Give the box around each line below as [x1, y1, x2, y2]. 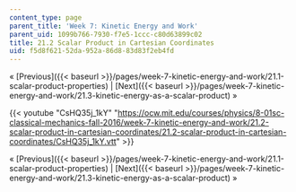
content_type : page [9, 13, 83, 22]
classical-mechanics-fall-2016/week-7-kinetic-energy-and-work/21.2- [9, 118, 269, 128]
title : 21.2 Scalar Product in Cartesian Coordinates [9, 38, 215, 48]
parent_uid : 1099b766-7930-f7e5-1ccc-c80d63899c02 [9, 30, 203, 39]
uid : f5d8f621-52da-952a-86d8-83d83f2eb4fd [9, 47, 175, 56]
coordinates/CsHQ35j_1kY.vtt [9, 136, 117, 147]
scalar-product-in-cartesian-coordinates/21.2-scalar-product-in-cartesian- [9, 127, 287, 137]
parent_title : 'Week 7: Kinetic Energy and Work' [9, 22, 199, 31]
